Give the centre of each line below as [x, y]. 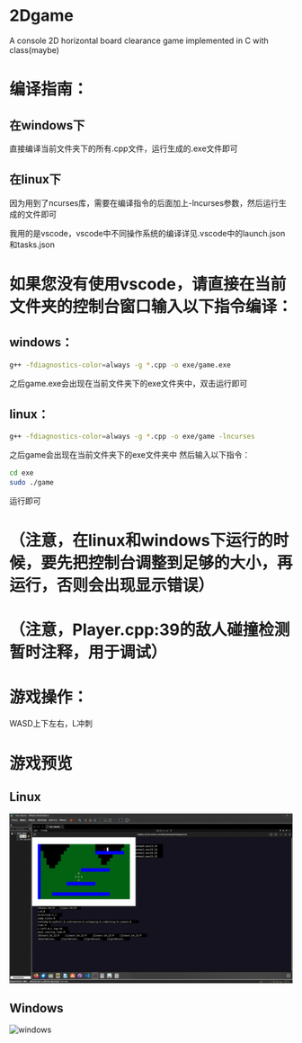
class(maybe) [35, 49]
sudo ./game [31, 483]
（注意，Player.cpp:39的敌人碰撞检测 [150, 630]
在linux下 [35, 179]
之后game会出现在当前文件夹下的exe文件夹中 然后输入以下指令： [130, 455]
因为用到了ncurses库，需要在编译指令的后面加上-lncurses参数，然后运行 [144, 202]
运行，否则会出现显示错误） [112, 586]
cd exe [22, 473]
